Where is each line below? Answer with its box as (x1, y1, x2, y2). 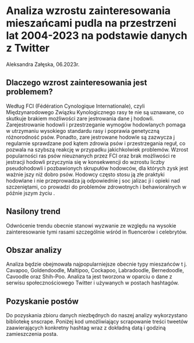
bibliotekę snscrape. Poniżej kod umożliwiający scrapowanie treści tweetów (6, 318, 188, 325)
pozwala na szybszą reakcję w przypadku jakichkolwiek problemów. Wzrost (6, 146, 188, 153)
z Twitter (6, 42, 50, 55)
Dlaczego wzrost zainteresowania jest (6, 78, 147, 88)
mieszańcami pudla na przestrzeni (6, 16, 177, 30)
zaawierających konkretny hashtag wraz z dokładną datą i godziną (6, 324, 166, 331)
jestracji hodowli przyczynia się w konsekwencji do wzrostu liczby (6, 158, 165, 165)
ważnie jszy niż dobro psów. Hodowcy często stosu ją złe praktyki (6, 171, 165, 178)
